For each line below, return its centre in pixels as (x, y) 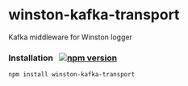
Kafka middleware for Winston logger (71, 37)
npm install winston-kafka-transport (72, 75)
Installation (31, 58)
